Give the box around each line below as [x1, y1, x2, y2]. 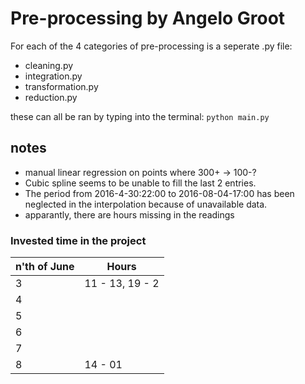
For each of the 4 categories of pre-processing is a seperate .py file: [10, 40, 293, 52]
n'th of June [15, 260, 75, 274]
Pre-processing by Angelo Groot [10, 7, 286, 30]
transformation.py [24, 80, 99, 92]
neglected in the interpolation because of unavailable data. [24, 198, 268, 210]
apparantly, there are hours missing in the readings [24, 208, 235, 221]
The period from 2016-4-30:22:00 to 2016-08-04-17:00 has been [24, 187, 295, 199]
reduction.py [24, 91, 78, 103]
